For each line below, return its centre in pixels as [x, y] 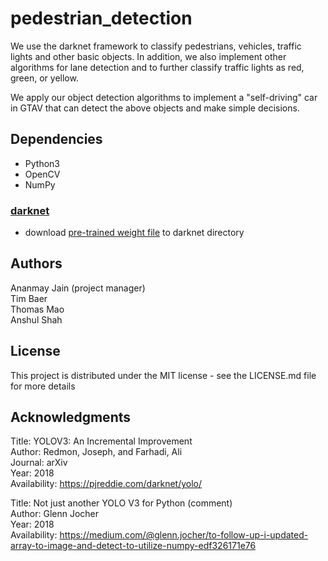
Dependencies [56, 139]
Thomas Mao [37, 309]
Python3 [42, 163]
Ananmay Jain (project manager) [78, 288]
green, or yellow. [44, 78]
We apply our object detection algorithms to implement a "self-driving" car [164, 97]
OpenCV [42, 174]
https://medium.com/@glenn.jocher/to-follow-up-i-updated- [184, 535]
